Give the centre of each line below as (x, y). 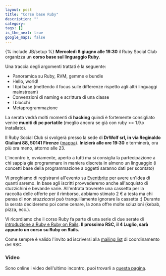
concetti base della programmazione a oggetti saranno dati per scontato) (80, 168)
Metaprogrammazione (35, 108)
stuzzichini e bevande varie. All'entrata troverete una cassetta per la (75, 188)
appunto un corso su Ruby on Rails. (42, 229)
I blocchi (21, 102)
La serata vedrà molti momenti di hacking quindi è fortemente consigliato (80, 117)
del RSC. (14, 244)
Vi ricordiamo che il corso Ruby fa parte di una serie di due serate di (75, 219)
